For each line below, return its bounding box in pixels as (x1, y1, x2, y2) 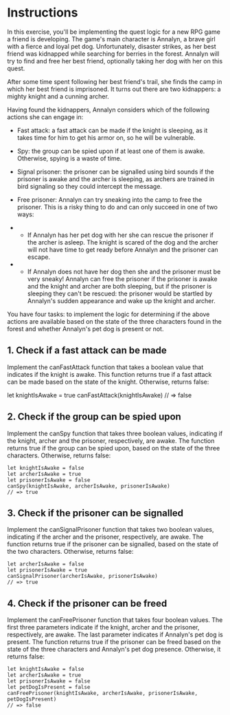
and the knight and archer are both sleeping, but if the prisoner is (27, 282, 212, 290)
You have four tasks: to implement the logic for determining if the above (7, 310, 210, 318)
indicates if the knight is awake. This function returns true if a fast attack (7, 370, 212, 378)
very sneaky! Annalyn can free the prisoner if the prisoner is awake (27, 274, 218, 283)
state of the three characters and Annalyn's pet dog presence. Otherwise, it (7, 645, 221, 654)
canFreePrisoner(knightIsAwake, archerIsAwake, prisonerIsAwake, (7, 690, 198, 697)
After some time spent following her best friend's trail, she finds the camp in (7, 77, 222, 85)
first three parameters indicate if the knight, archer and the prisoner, (7, 623, 200, 632)
